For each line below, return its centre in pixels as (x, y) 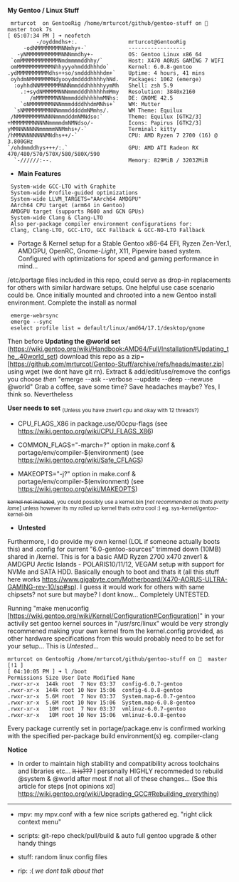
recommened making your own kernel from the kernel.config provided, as (116, 631)
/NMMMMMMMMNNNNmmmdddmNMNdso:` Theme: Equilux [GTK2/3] (106, 117)
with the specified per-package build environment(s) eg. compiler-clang (113, 735)
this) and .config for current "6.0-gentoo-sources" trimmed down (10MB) (115, 549)
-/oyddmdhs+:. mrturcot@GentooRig (111, 42)
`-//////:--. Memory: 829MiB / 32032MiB (111, 160)
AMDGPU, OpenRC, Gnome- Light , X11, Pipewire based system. (110, 251)
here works (24, 579)
